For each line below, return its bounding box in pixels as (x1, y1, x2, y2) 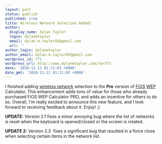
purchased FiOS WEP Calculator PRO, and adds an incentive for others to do (5, 94, 157, 99)
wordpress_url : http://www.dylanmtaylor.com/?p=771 (5, 61, 111, 66)
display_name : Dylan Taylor (9, 30, 66, 34)
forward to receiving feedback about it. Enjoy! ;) (5, 104, 100, 110)
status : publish (5, 12, 38, 16)
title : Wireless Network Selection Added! (5, 20, 92, 26)
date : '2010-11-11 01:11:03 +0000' (5, 66, 77, 71)
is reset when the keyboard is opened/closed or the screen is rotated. (5, 118, 144, 124)
